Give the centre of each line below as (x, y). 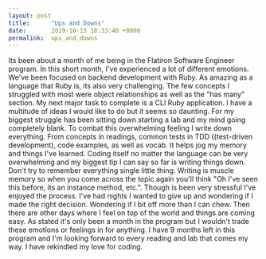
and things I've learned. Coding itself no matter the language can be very (128, 154)
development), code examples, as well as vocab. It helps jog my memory (127, 145)
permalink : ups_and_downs (53, 38)
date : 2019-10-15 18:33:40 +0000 (74, 30)
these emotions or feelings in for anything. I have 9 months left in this (122, 230)
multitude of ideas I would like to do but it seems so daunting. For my (121, 112)
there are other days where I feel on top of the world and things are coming (131, 213)
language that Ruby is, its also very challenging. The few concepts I (119, 86)
